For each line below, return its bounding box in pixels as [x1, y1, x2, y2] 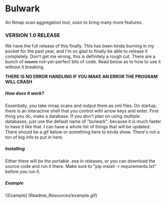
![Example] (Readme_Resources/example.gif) [5, 193, 98, 199]
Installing [5, 146, 25, 152]
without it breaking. [5, 64, 45, 70]
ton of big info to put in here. [5, 134, 63, 140]
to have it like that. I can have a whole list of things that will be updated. [5, 124, 151, 130]
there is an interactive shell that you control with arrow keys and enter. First [5, 108, 159, 114]
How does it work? [5, 90, 45, 96]
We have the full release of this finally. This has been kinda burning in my [5, 43, 155, 49]
